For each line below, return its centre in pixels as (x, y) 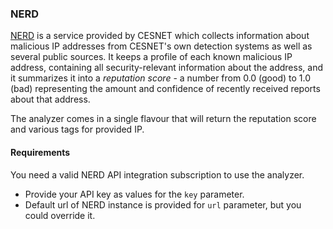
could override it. (60, 215)
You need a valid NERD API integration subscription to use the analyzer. (157, 174)
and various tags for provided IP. (77, 129)
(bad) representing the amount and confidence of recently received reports (165, 89)
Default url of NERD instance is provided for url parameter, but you (163, 204)
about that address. (50, 99)
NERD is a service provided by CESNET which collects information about (160, 36)
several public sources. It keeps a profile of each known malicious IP (151, 57)
